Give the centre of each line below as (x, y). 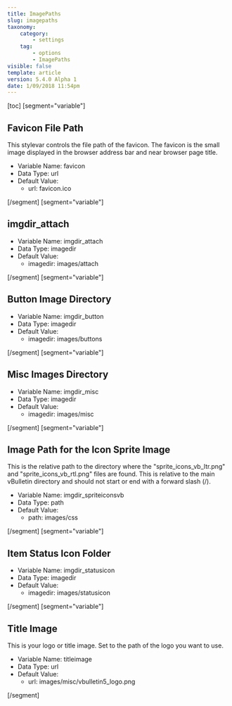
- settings (49, 40)
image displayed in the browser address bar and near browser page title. (112, 153)
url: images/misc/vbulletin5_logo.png (82, 681)
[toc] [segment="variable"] (46, 106)
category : (34, 33)
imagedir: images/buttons (65, 339)
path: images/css (53, 517)
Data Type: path (41, 503)
